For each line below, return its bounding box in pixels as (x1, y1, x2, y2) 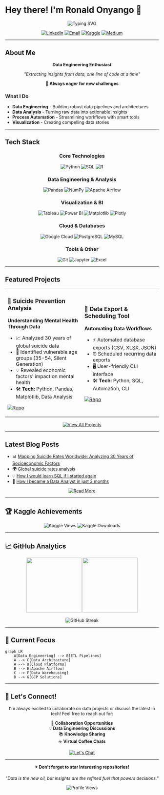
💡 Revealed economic (16, 367, 66, 374)
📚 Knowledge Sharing (58, 731, 106, 737)
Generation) (16, 360, 43, 367)
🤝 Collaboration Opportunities (51, 720, 113, 726)
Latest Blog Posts (5, 440, 60, 449)
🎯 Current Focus (5, 636, 56, 644)
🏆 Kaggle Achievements (5, 507, 82, 516)
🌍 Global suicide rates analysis (12, 466, 76, 472)
